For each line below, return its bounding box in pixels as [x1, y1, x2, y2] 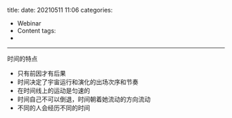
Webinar [17, 19, 41, 27]
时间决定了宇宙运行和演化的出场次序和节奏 [17, 78, 139, 86]
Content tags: [17, 27, 57, 35]
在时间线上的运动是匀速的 [17, 86, 90, 95]
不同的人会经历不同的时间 [17, 104, 90, 112]
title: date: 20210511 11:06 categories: [7, 6, 113, 14]
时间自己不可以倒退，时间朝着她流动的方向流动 [17, 95, 151, 103]
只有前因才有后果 [17, 69, 66, 77]
